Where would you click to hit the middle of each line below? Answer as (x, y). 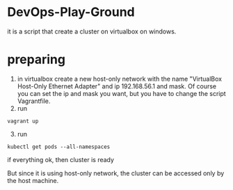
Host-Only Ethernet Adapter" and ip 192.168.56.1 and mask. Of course (117, 86)
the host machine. (33, 180)
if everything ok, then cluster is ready (61, 159)
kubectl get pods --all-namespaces (59, 147)
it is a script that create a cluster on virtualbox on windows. (92, 31)
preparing (37, 60)
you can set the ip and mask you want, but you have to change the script (121, 93)
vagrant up (23, 121)
